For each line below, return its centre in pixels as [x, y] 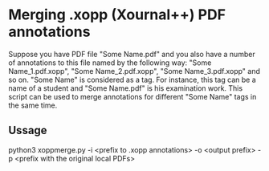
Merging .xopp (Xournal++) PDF [117, 15]
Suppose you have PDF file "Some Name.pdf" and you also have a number [132, 54]
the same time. [33, 105]
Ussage [28, 130]
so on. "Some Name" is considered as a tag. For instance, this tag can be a [132, 79]
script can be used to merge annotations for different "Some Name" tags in [132, 96]
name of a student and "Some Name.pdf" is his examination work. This [126, 88]
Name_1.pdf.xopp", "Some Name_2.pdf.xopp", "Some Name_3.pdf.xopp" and [134, 71]
